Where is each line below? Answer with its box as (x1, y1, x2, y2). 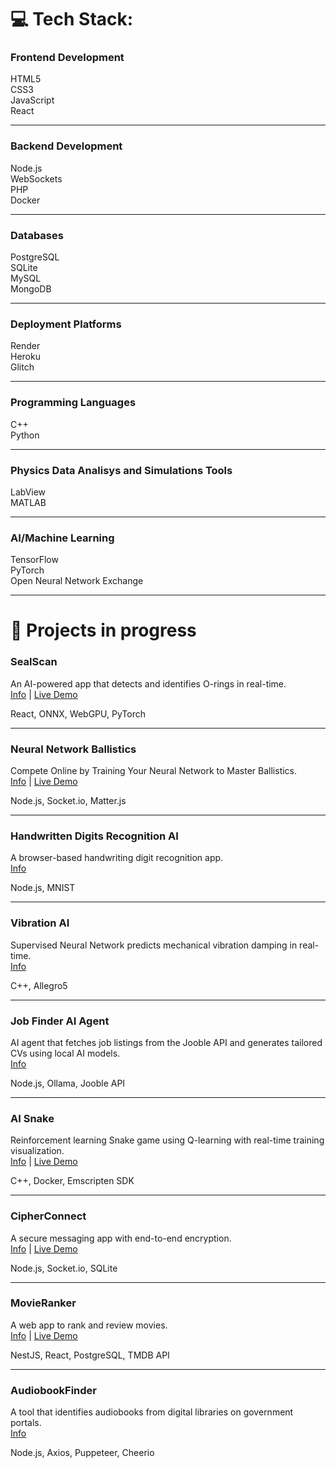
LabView (10, 486, 47, 498)
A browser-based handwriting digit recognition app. (10, 852, 224, 864)
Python (10, 429, 40, 441)
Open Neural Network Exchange (10, 575, 144, 587)
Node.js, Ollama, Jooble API (10, 1077, 126, 1089)
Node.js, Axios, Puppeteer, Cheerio (10, 1447, 155, 1459)
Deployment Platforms (10, 317, 122, 331)
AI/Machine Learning (10, 531, 115, 545)
